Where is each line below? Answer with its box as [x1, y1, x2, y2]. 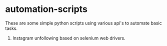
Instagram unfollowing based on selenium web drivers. [12, 35, 126, 41]
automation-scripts [5, 3, 87, 15]
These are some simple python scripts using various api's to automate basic [5, 20, 162, 26]
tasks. [5, 25, 18, 31]
